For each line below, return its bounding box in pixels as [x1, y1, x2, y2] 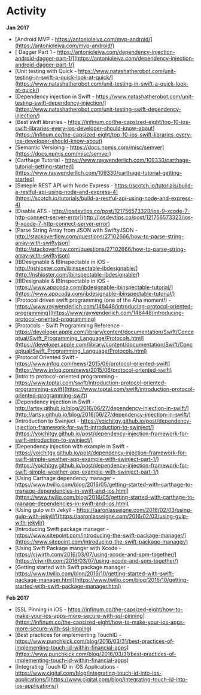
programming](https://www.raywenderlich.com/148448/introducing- [14, 309, 184, 316]
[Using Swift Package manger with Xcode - [14, 544, 121, 551]
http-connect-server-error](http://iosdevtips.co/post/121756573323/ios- [14, 214, 193, 221]
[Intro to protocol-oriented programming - [14, 372, 118, 380]
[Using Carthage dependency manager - [14, 474, 115, 481]
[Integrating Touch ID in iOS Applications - [14, 663, 120, 670]
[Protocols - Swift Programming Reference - [14, 321, 124, 329]
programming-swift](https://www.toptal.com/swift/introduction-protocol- [14, 385, 195, 393]
